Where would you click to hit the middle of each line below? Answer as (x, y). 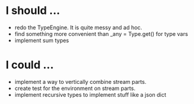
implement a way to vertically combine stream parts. (81, 81)
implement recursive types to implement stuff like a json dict (90, 94)
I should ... (33, 11)
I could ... (30, 65)
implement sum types (42, 40)
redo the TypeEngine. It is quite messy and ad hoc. (78, 27)
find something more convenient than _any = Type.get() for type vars (101, 33)
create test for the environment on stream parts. (75, 88)
